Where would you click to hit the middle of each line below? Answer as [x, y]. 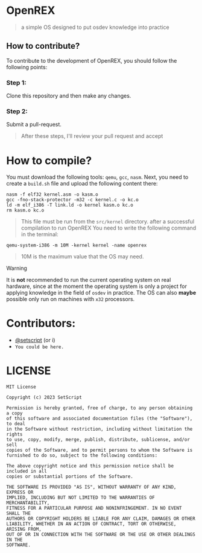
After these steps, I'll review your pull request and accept [92, 136]
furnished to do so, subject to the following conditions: [82, 455]
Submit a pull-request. [34, 125]
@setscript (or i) [35, 340]
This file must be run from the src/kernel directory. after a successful [108, 222]
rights [14, 434]
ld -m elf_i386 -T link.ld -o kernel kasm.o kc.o [70, 205]
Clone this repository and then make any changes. [69, 96]
